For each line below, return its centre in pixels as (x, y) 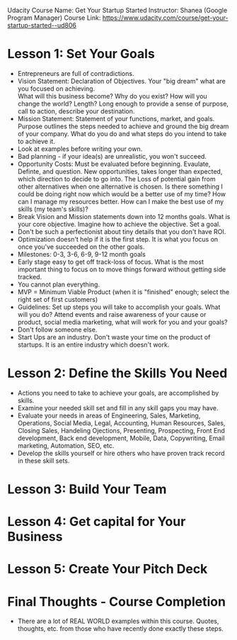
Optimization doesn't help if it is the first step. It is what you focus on (118, 239)
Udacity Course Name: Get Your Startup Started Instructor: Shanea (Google (117, 10)
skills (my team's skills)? (53, 209)
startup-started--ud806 (42, 25)
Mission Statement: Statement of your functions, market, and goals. (116, 118)
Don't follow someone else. (57, 330)
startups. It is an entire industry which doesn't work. (93, 344)
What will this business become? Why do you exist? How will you (112, 96)
